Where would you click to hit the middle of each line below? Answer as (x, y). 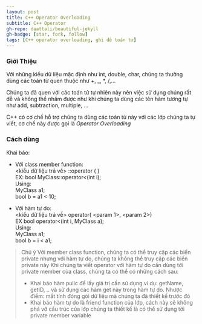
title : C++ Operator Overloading (48, 18)
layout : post (23, 12)
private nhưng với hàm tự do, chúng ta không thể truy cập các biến (104, 259)
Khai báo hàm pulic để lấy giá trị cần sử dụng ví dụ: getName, (106, 283)
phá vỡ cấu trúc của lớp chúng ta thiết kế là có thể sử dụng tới (107, 309)
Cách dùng (23, 139)
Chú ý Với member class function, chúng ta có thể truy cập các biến (106, 252)
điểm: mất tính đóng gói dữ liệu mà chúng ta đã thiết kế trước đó (110, 296)
